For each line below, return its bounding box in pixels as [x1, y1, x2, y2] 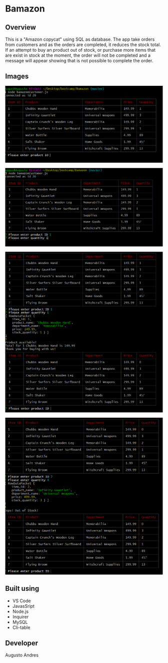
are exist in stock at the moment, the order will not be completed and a [5, 52, 151, 58]
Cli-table [12, 624, 30, 630]
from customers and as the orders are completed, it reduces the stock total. [5, 42, 161, 48]
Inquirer [12, 613, 29, 620]
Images [5, 72, 29, 81]
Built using [5, 584, 39, 593]
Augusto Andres [5, 652, 39, 658]
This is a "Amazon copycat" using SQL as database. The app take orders [5, 36, 155, 42]
